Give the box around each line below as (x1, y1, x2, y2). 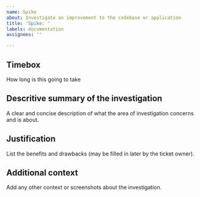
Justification (6, 134, 56, 144)
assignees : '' (6, 32, 43, 38)
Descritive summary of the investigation (6, 93, 163, 104)
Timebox (6, 59, 41, 70)
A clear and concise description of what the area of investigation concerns (6, 109, 194, 116)
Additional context (6, 167, 78, 177)
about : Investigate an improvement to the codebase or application (6, 15, 182, 21)
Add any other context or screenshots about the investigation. (6, 184, 162, 191)
